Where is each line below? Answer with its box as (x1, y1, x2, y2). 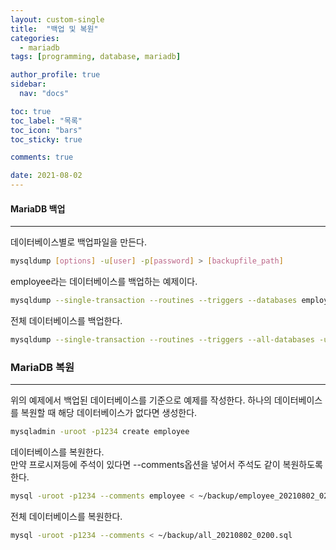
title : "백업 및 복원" (10, 24, 99, 34)
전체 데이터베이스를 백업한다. (10, 314, 123, 326)
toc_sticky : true (10, 134, 83, 145)
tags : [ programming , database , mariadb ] (10, 52, 182, 62)
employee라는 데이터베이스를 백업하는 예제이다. (10, 276, 198, 288)
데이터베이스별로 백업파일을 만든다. (10, 236, 147, 248)
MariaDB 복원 (10, 360, 75, 374)
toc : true (10, 106, 52, 116)
